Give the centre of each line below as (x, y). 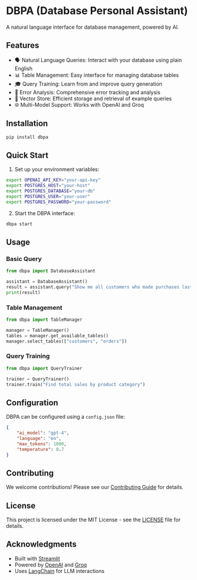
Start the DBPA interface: (45, 213)
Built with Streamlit (37, 558)
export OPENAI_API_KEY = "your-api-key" (53, 180)
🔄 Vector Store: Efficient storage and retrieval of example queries (93, 99)
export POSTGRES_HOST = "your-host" (48, 186)
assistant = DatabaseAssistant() (47, 282)
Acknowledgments (42, 545)
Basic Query (24, 259)
